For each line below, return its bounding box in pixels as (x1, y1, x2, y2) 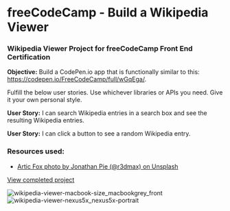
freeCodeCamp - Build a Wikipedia (7, 5, 209, 21)
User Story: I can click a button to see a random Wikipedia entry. (7, 129, 191, 138)
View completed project (7, 175, 75, 184)
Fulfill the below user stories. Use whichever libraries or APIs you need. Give (7, 88, 223, 97)
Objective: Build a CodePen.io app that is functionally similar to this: (7, 68, 200, 76)
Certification (7, 53, 51, 62)
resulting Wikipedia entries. (7, 116, 84, 125)
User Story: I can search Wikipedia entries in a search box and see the (7, 109, 207, 117)
